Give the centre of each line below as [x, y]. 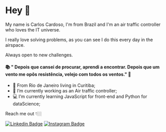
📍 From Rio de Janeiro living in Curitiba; [54, 85]
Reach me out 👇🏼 [24, 114]
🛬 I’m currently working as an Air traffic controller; [65, 91]
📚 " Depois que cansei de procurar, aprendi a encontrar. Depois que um [82, 67]
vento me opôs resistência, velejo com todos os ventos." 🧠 [68, 74]
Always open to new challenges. [39, 55]
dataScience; [26, 104]
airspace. [15, 45]
